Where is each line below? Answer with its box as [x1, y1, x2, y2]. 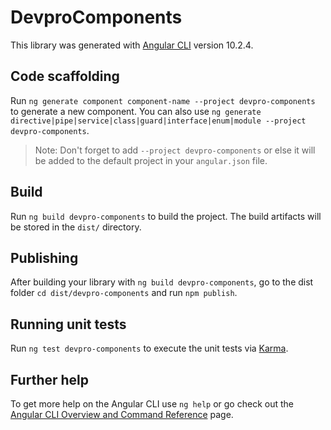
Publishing [10, 249, 79, 266]
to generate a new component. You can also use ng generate [10, 105, 262, 117]
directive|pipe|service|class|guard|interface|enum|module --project [10, 116, 307, 126]
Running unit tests [10, 316, 127, 333]
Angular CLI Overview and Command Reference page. [10, 409, 234, 420]
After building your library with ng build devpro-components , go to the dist [10, 276, 314, 288]
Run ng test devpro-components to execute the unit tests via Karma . [10, 342, 289, 355]
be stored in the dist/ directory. [10, 221, 142, 233]
